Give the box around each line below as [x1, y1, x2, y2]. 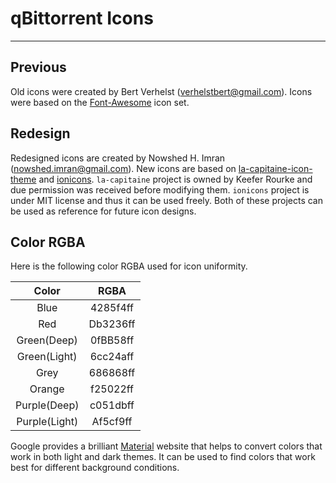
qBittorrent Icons [10, 7, 154, 30]
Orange [29, 382, 65, 396]
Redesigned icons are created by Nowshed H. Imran [10, 152, 226, 164]
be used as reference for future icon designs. [10, 205, 197, 217]
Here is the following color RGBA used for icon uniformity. [10, 260, 248, 272]
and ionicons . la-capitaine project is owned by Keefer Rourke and [38, 173, 313, 185]
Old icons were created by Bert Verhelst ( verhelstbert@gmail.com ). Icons [10, 85, 313, 97]
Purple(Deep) [15, 398, 80, 412]
